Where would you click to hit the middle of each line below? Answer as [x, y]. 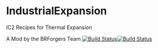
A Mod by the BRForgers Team [43, 39]
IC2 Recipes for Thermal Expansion [49, 27]
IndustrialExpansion [57, 11]
